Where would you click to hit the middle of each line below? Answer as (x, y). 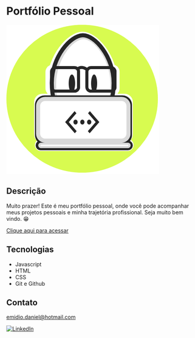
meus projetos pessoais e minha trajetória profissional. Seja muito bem (95, 212)
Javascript (28, 264)
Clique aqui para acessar (37, 230)
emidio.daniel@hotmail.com (41, 317)
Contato (22, 303)
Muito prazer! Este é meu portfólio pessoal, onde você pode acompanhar (98, 206)
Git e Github (30, 283)
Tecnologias (30, 250)
